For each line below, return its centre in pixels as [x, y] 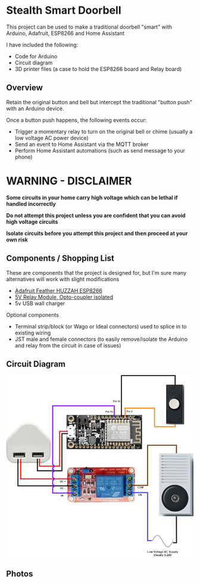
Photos [20, 574]
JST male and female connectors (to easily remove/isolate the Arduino [101, 339]
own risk [17, 240]
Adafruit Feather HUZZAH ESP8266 [58, 290]
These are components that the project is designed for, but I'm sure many [96, 272]
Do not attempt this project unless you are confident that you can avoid [96, 215]
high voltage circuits [32, 222]
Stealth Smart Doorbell [64, 10]
